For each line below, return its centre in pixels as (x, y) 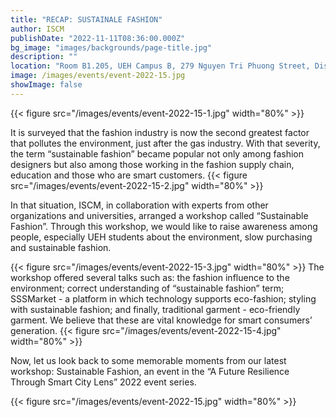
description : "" (44, 57)
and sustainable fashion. (61, 247)
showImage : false (46, 85)
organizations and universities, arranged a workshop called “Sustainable (159, 215)
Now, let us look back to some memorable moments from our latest (148, 360)
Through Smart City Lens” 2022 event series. (103, 382)
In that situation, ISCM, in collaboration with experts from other (139, 205)
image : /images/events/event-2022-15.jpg (98, 76)
